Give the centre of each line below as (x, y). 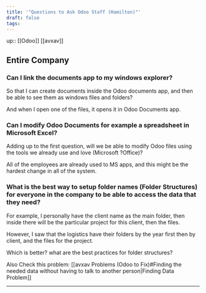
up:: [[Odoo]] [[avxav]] (35, 41)
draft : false (23, 18)
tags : (13, 23)
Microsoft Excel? (32, 132)
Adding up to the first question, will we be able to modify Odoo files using (99, 146)
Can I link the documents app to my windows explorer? (90, 77)
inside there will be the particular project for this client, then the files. (93, 222)
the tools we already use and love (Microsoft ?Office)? (74, 153)
